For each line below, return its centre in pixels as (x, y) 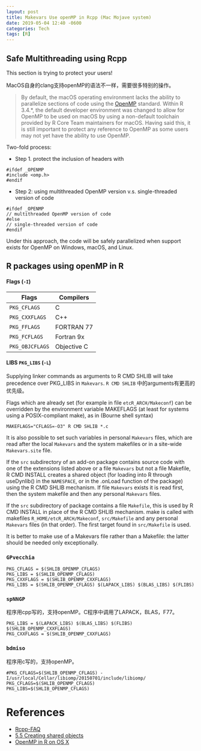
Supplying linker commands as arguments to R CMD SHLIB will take (90, 376)
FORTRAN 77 (74, 327)
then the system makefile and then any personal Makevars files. (84, 493)
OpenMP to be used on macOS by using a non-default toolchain (100, 116)
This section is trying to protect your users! (59, 73)
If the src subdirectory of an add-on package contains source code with (95, 462)
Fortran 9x (70, 337)
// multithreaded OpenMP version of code (59, 214)
